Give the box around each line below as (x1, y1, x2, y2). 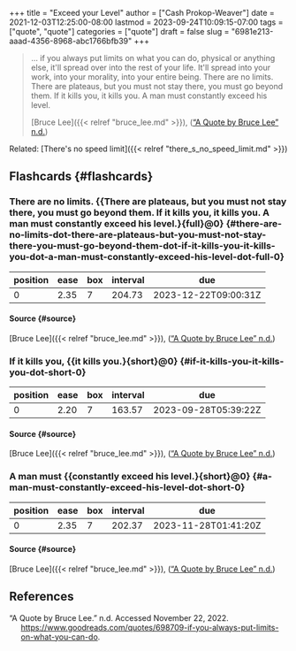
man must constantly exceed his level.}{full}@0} (9, 218, 224, 230)
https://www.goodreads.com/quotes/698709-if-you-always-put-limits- (20, 622, 279, 632)
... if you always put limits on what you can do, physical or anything (30, 53, 276, 63)
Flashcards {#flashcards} (9, 169, 153, 184)
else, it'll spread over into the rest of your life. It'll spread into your (30, 62, 271, 73)
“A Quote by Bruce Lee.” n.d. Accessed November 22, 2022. (9, 612, 230, 623)
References (9, 589, 74, 604)
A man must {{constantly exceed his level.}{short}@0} (9, 471, 251, 483)
